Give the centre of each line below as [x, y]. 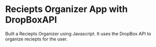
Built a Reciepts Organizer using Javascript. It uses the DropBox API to [78, 33]
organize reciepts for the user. [36, 39]
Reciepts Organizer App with [66, 9]
